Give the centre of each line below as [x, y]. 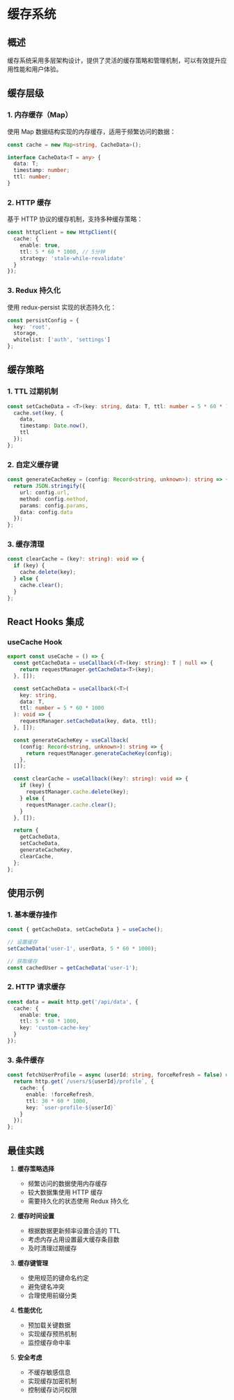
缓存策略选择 [36, 1169]
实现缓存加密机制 [52, 1380]
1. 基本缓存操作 [32, 914]
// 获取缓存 [23, 961]
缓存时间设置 [36, 1215]
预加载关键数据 [49, 1325]
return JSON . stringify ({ [49, 486]
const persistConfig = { [43, 320]
